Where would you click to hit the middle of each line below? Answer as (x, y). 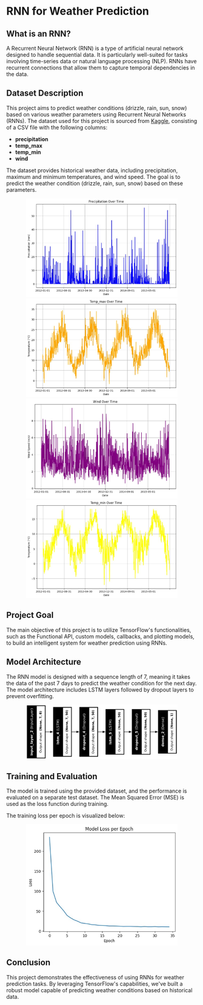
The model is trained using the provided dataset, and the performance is (97, 791)
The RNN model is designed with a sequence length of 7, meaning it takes (98, 676)
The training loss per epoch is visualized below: (66, 816)
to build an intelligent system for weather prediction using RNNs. (87, 643)
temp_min (28, 152)
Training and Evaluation (52, 776)
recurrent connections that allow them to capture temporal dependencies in (101, 68)
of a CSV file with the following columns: (57, 127)
